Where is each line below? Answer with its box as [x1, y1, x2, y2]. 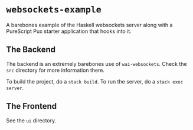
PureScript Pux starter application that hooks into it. [6, 28, 132, 35]
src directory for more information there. [6, 66, 105, 74]
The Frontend [6, 101, 57, 111]
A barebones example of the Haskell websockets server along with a [6, 21, 173, 28]
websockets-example [6, 4, 102, 15]
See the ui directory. [6, 116, 57, 124]
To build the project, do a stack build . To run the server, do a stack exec [6, 78, 184, 85]
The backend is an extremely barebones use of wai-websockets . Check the [6, 60, 187, 67]
